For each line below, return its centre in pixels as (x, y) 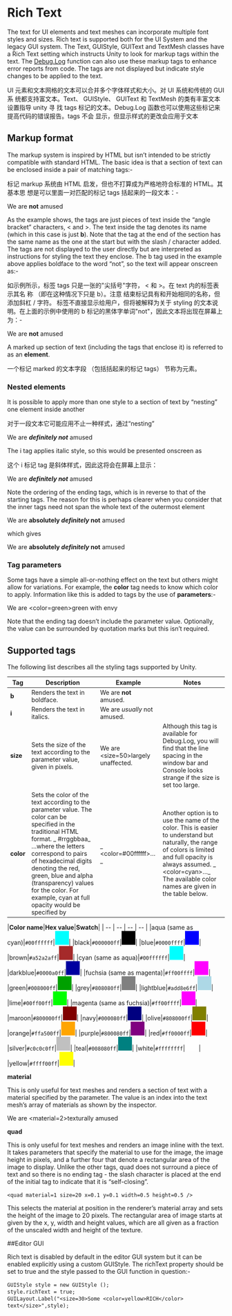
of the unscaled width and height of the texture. (75, 1230)
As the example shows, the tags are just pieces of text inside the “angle (109, 220)
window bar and (185, 763)
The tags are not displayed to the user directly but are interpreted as (104, 249)
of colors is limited (189, 850)
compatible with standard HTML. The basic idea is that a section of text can (115, 162)
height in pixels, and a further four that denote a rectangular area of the (109, 1160)
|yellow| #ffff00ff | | (41, 1064)
